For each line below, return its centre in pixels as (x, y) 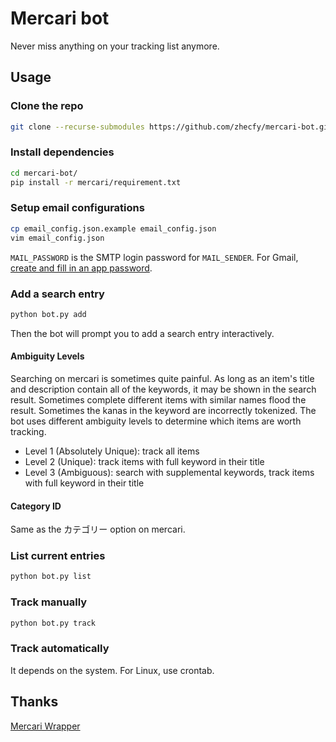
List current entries (58, 556)
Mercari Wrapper (45, 726)
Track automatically (60, 649)
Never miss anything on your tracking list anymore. (115, 46)
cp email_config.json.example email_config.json (113, 228)
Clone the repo (47, 106)
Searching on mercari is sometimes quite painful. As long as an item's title (162, 378)
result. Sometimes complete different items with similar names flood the (158, 399)
